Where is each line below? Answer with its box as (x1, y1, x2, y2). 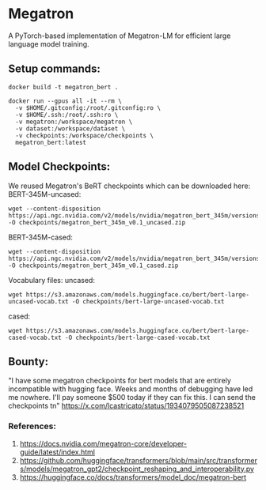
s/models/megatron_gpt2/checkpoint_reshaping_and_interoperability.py (19, 464, 255, 473)
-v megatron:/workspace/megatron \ (15, 118, 133, 126)
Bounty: (8, 355, 49, 368)
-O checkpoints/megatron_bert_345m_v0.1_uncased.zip (8, 218, 186, 226)
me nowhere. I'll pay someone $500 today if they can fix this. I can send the (8, 393, 256, 402)
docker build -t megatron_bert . (8, 83, 119, 91)
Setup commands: (8, 62, 101, 76)
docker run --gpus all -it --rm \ (8, 96, 123, 105)
